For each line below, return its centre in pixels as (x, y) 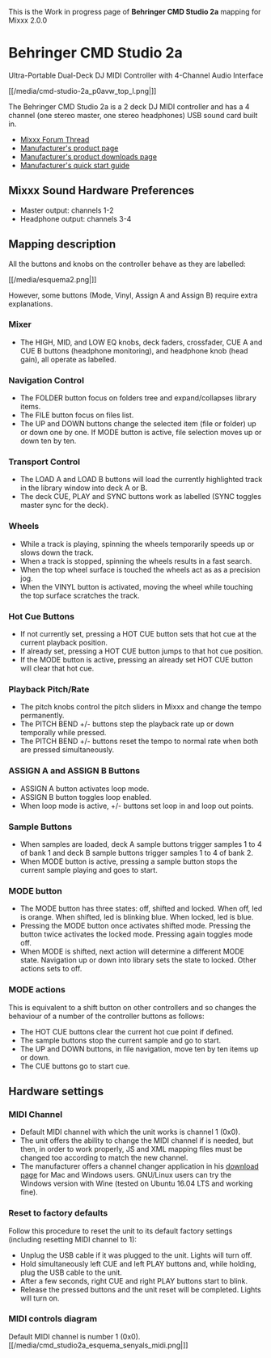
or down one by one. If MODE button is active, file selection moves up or (141, 433)
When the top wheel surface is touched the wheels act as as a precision (140, 569)
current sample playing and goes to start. (89, 869)
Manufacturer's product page (69, 148)
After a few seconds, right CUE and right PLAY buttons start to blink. (134, 1280)
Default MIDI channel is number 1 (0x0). (74, 1336)
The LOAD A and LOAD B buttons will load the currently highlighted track (141, 480)
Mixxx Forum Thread (55, 139)
